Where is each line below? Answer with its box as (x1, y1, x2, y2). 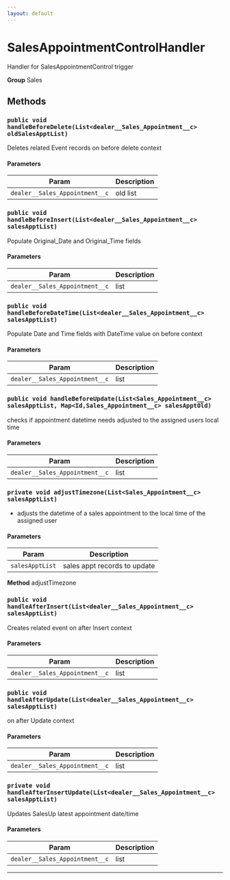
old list (115, 188, 137, 198)
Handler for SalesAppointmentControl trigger (7, 63, 133, 71)
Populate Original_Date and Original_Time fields (7, 236, 142, 245)
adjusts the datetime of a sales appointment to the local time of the (16, 509, 206, 517)
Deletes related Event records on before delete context (7, 144, 162, 152)
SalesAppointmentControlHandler (7, 39, 205, 55)
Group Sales (7, 76, 42, 84)
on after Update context (7, 717, 75, 725)
